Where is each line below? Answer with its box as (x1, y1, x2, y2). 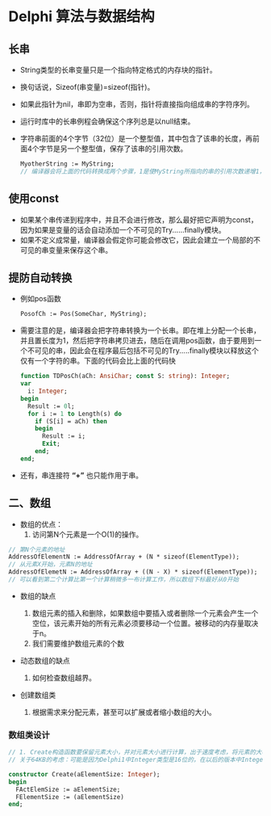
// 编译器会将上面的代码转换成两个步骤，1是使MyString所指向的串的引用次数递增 (19, 167, 256, 175)
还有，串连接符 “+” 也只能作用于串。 (19, 470, 144, 480)
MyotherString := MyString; (19, 160, 115, 168)
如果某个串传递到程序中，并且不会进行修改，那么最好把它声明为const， (19, 215, 258, 225)
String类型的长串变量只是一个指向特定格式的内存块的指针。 (19, 65, 218, 74)
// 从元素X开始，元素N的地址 (8, 561, 93, 569)
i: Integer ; (27, 387, 68, 395)
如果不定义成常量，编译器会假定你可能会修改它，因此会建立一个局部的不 (19, 235, 261, 245)
